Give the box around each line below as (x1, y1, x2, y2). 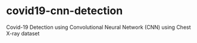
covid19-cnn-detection (6, 4, 123, 18)
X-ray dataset (6, 29, 40, 37)
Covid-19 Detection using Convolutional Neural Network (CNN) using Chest (6, 24, 192, 31)
